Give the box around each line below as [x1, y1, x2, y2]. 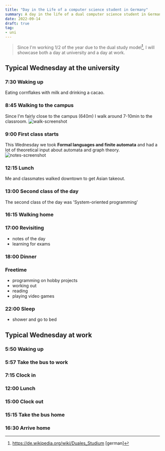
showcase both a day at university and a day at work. [17, 50, 125, 56]
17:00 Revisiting [5, 225, 44, 231]
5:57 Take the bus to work [5, 359, 68, 366]
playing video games [12, 293, 55, 299]
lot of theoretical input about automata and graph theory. [5, 147, 120, 153]
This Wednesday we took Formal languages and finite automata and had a [5, 141, 158, 147]
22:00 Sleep [5, 305, 35, 312]
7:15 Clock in [5, 372, 36, 379]
